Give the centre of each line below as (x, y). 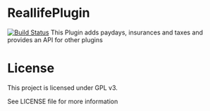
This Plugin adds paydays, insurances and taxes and (126, 32)
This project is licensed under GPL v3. (63, 87)
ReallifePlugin (49, 13)
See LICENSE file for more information (63, 101)
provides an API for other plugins (55, 39)
